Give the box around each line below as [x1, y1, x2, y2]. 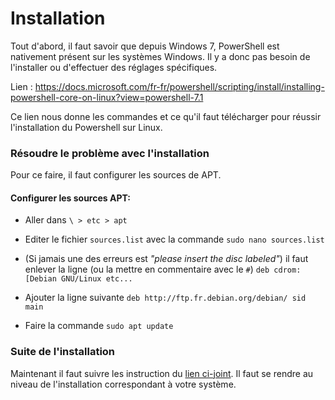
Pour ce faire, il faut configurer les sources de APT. [10, 169, 222, 181]
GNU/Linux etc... [61, 274, 133, 284]
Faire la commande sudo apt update [24, 320, 174, 332]
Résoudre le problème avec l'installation [10, 146, 210, 160]
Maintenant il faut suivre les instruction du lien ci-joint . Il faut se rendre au [10, 367, 314, 379]
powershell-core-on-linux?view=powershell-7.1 [10, 91, 204, 103]
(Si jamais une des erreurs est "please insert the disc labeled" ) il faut [24, 253, 309, 265]
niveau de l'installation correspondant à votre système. [10, 378, 237, 390]
